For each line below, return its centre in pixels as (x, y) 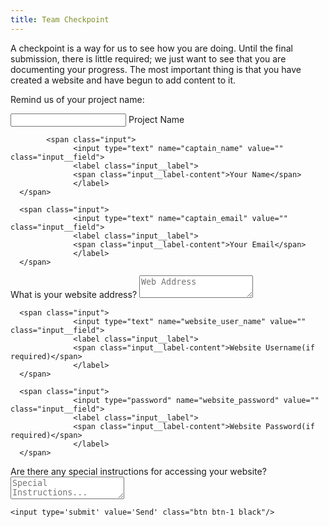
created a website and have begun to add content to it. (123, 80)
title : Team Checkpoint (60, 19)
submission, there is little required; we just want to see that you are (148, 58)
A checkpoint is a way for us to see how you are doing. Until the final (151, 48)
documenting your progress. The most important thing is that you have (156, 69)
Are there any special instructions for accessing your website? (138, 471)
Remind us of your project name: (77, 99)
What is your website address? (74, 294)
